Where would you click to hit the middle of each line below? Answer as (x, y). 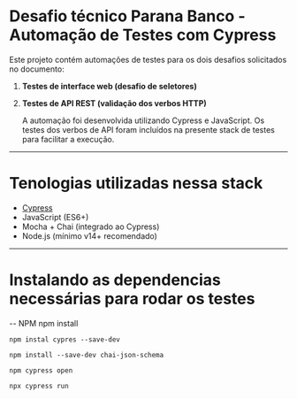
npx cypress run (39, 386)
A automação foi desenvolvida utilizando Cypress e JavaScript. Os (143, 120)
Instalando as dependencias (115, 280)
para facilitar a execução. (68, 139)
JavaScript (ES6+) (55, 217)
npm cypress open (41, 370)
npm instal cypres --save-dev (65, 339)
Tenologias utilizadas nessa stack (136, 184)
